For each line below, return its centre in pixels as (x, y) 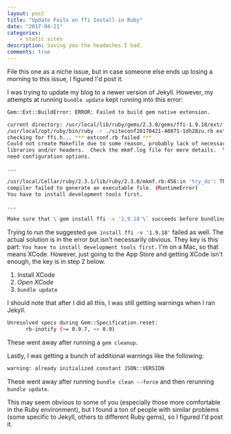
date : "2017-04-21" (35, 26)
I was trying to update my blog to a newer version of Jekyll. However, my (110, 92)
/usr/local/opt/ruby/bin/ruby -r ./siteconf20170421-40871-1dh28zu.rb (110, 131)
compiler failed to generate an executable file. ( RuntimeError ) (102, 188)
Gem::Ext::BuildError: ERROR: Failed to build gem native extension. (109, 112)
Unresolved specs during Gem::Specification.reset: (82, 323)
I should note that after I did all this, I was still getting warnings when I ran (111, 303)
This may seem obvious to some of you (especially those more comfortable (114, 402)
